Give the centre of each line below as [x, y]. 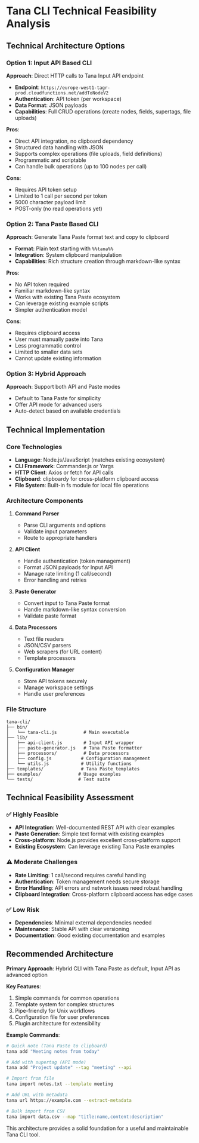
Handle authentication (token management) [77, 561]
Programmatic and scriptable [50, 160]
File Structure [26, 709]
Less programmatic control [48, 346]
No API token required [42, 284]
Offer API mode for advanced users [58, 405]
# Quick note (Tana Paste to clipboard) [57, 1046]
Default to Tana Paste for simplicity [58, 398]
